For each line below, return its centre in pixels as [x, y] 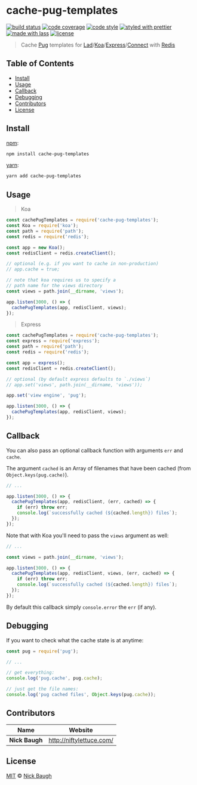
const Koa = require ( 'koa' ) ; [42, 226]
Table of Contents [40, 64]
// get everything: [30, 673]
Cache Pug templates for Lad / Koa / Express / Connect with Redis [98, 45]
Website [81, 730]
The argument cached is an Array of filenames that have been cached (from [98, 468]
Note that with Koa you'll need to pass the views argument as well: [87, 535]
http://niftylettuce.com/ [81, 740]
